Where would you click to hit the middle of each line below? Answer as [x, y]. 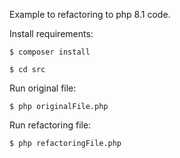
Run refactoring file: [50, 125]
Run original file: [43, 88]
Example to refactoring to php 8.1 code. [90, 14]
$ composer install [50, 52]
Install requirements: [51, 33]
